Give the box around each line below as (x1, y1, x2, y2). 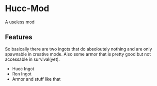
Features (5, 33, 32, 41)
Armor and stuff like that (12, 76, 61, 82)
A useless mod (5, 19, 35, 25)
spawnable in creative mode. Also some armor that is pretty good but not (5, 51, 151, 57)
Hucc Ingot (12, 66, 35, 71)
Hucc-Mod (5, 3, 49, 14)
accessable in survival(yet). (5, 56, 60, 62)
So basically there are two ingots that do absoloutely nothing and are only (5, 46, 152, 52)
